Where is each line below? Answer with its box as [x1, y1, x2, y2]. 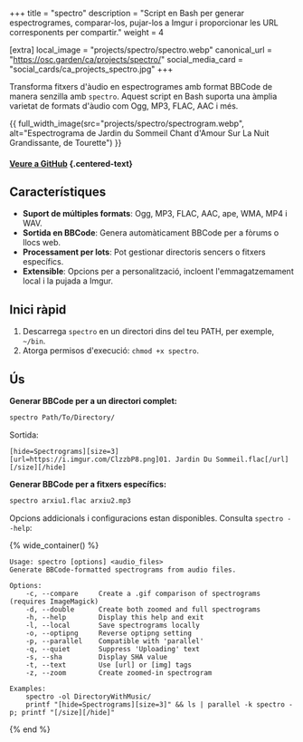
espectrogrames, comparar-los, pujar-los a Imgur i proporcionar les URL [9, 17, 279, 28]
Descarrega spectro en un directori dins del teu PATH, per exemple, [22, 326, 275, 337]
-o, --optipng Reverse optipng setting [25, 629, 193, 638]
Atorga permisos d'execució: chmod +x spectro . [22, 345, 199, 356]
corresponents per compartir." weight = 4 [9, 27, 165, 37]
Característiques [9, 184, 107, 199]
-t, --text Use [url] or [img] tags [25, 660, 193, 670]
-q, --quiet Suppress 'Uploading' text [25, 644, 201, 653]
